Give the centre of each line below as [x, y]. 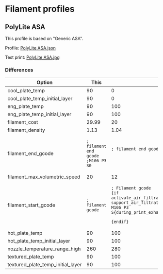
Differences [19, 70]
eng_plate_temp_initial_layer [40, 114]
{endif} [120, 222]
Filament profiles [40, 9]
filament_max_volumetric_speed [44, 177]
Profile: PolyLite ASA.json [30, 48]
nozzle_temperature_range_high [44, 249]
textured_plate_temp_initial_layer [45, 265]
